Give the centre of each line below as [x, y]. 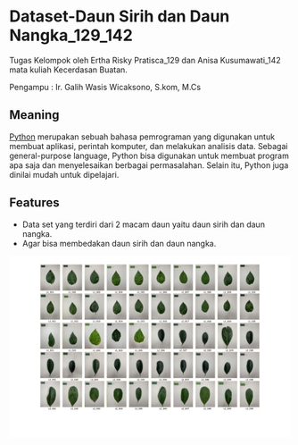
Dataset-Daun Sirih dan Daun [120, 17]
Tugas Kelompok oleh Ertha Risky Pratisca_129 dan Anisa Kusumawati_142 [145, 60]
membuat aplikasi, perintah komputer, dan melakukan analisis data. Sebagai [149, 146]
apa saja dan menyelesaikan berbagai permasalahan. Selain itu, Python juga [149, 165]
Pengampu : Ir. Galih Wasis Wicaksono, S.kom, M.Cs [105, 87]
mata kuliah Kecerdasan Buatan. [68, 70]
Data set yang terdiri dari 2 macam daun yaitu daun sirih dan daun [144, 224]
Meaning [34, 115]
